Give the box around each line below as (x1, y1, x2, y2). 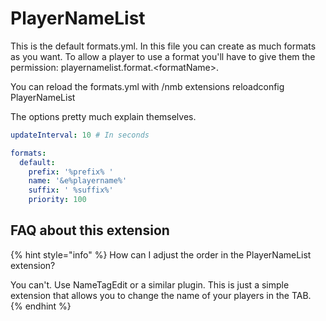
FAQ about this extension (10, 222, 170, 239)
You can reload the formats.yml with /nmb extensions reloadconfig (10, 80, 285, 92)
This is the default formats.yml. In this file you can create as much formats (10, 40, 317, 52)
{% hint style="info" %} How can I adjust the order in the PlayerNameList (10, 248, 312, 261)
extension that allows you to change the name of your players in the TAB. (10, 289, 312, 301)
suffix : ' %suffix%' (28, 185, 114, 196)
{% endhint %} (10, 300, 72, 312)
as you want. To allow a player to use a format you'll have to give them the (10, 50, 316, 62)
